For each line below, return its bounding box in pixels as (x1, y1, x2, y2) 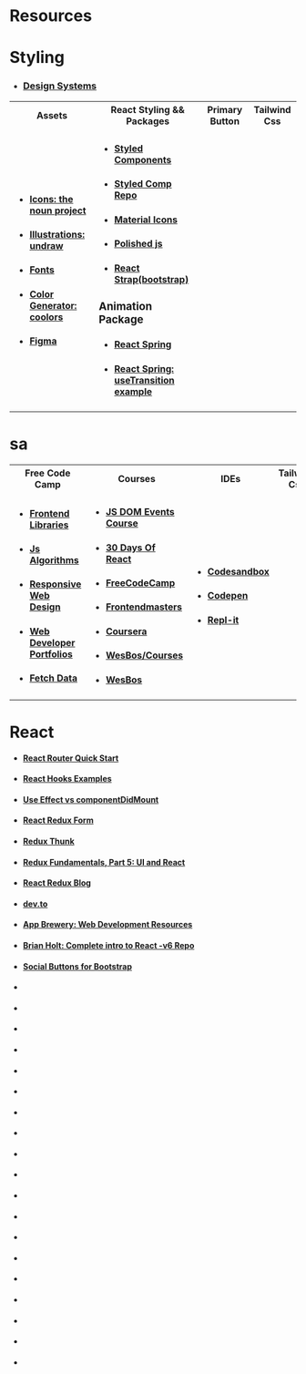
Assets (36, 108, 68, 121)
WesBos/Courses (106, 649, 184, 661)
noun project (29, 204, 87, 217)
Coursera (106, 625, 148, 638)
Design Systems (22, 79, 97, 92)
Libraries (29, 518, 69, 531)
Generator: (29, 299, 77, 312)
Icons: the (29, 192, 74, 205)
